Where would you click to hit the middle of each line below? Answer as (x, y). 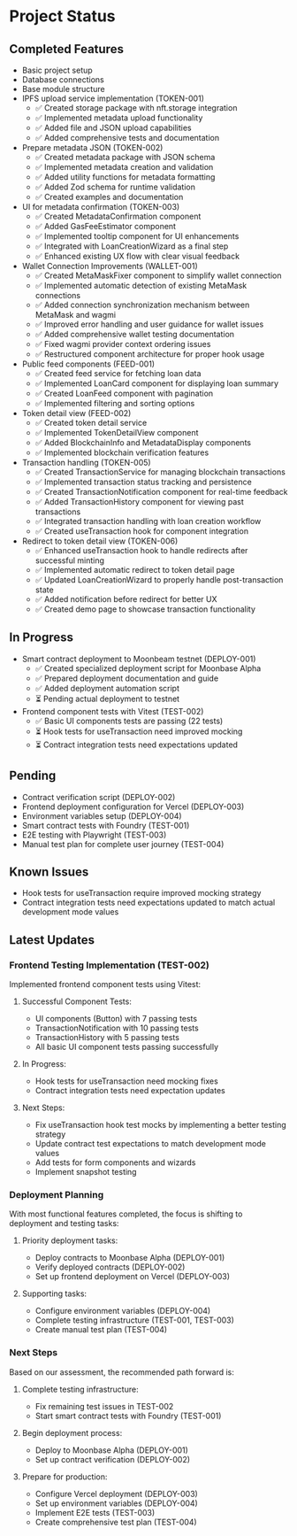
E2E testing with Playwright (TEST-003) (94, 835)
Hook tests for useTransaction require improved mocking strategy (141, 893)
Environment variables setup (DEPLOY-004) (102, 815)
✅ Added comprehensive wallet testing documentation (135, 334)
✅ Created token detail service (91, 423)
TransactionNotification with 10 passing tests (117, 1028)
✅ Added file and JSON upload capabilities (113, 127)
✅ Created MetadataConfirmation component (118, 216)
